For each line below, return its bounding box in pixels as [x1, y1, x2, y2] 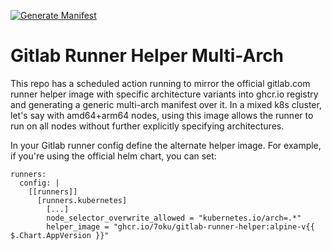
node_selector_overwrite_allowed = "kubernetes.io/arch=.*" [46, 213, 302, 223]
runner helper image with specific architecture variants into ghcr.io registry [10, 88, 319, 100]
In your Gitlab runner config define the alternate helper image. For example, [10, 139, 322, 151]
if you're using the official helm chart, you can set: [10, 150, 217, 162]
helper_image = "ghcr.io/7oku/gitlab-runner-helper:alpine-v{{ [46, 221, 315, 232]
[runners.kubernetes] [36, 195, 128, 205]
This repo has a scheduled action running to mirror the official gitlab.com [10, 77, 311, 89]
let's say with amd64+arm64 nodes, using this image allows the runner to [10, 109, 314, 121]
